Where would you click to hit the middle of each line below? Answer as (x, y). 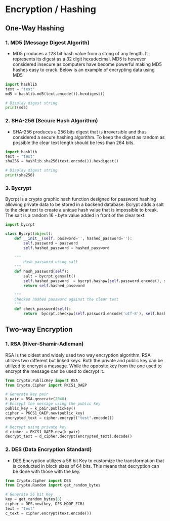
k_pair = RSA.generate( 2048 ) (36, 399)
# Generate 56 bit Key (29, 495)
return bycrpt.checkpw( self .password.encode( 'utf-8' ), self (89, 314)
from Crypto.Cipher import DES (38, 480)
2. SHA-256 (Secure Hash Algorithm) (52, 121)
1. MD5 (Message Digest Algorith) (47, 43)
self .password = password (51, 243)
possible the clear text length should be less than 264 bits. (74, 143)
